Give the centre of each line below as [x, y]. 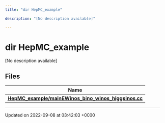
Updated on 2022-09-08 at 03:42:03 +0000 [50, 115]
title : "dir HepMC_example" [34, 10]
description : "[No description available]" [50, 18]
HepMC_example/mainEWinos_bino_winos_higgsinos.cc [75, 98]
